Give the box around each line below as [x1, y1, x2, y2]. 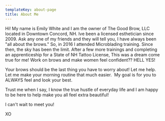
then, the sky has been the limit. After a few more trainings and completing [5, 46, 158, 52]
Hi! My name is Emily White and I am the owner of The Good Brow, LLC [5, 25, 150, 31]
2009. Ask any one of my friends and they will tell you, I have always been [5, 36, 157, 42]
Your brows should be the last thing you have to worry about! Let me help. [5, 66, 156, 72]
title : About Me [5, 12, 39, 17]
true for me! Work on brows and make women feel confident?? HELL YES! [5, 57, 156, 63]
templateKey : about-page [5, 7, 56, 12]
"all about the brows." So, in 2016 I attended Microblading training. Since [5, 41, 153, 47]
